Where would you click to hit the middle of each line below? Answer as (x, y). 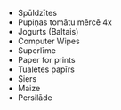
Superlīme (36, 51)
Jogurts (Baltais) (48, 31)
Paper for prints (46, 60)
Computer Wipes (48, 41)
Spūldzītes (37, 13)
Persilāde (35, 98)
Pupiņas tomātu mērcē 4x (65, 22)
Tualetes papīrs (46, 69)
